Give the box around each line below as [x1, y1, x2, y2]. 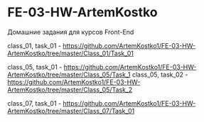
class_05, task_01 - [7, 62, 63, 71]
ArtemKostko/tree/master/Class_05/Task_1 [7, 70, 131, 79]
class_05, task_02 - [131, 70, 188, 79]
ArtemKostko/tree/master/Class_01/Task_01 [7, 49, 134, 57]
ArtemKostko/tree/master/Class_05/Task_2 [7, 85, 133, 94]
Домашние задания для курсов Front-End [7, 28, 134, 36]
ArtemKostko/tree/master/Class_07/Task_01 [7, 106, 135, 115]
